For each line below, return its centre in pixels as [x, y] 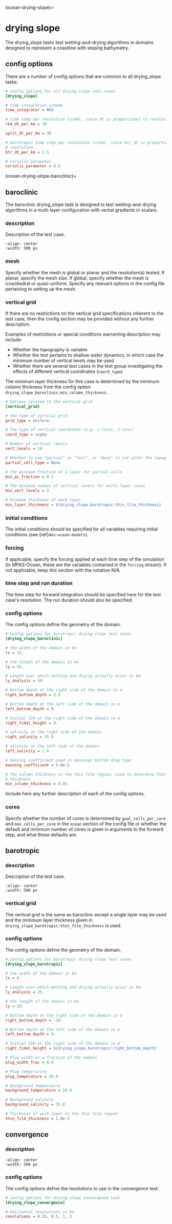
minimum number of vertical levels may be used [63, 360]
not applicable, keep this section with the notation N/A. [63, 570]
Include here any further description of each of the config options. [75, 794]
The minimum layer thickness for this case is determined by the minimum [82, 381]
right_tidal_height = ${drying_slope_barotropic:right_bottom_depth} [81, 1048]
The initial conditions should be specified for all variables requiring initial [81, 529]
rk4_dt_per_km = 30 [26, 124]
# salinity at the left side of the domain [52, 746]
